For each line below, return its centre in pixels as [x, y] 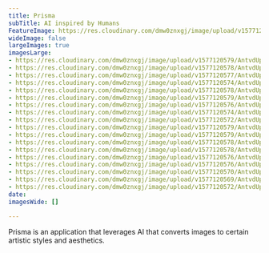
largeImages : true [39, 46]
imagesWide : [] [34, 202]
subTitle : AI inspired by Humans [64, 23]
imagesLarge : [30, 53]
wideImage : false [37, 38]
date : [17, 194]
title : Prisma [32, 16]
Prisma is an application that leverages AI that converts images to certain [129, 231]
